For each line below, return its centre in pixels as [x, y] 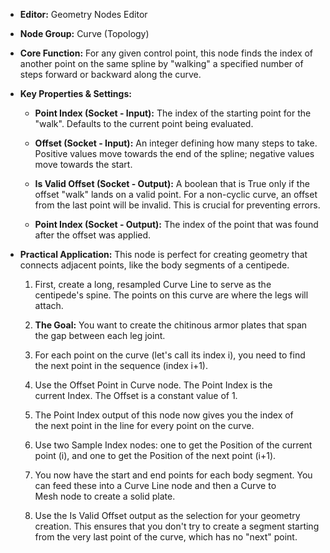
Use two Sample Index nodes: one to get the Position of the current [173, 445]
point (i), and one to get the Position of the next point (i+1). [155, 455]
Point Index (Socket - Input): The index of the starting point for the [173, 113]
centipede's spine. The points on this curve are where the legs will [171, 295]
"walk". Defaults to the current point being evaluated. [144, 123]
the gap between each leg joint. [100, 335]
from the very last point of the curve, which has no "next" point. [166, 537]
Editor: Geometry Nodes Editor [83, 14]
